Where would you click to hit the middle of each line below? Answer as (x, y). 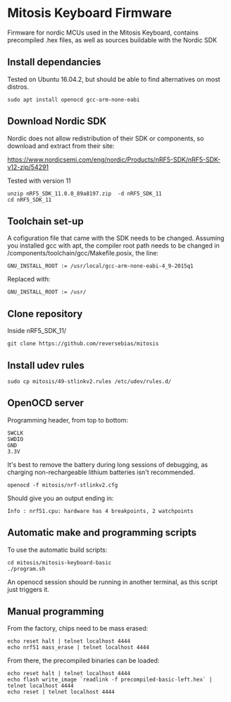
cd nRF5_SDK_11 (30, 200)
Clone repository (45, 314)
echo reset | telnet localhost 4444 (61, 692)
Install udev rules (46, 365)
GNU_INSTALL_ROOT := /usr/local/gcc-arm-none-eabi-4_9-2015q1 (100, 266)
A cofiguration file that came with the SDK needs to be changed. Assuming (116, 238)
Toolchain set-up (45, 221)
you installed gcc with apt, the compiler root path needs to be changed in (113, 246)
